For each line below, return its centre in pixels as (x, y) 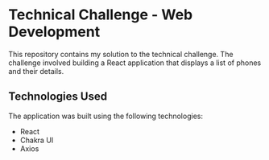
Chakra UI (37, 140)
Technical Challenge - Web (101, 15)
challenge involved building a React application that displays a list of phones (135, 63)
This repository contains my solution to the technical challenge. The (121, 54)
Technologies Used (58, 97)
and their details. (36, 71)
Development (54, 32)
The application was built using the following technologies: (106, 116)
